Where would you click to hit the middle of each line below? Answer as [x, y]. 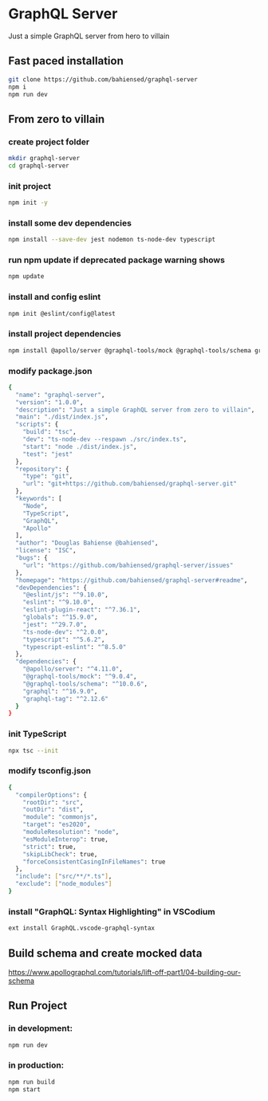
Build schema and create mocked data [105, 953]
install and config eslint [55, 297]
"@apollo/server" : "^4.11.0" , [73, 669]
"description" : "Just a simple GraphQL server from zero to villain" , [135, 410]
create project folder [49, 142]
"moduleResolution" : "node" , [71, 832]
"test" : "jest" [48, 454]
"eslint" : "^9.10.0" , [58, 603]
